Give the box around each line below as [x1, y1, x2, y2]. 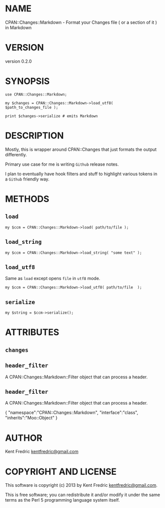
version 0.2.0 [5, 58, 32, 64]
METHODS [5, 193, 49, 204]
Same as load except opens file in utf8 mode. [5, 276, 100, 281]
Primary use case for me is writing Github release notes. [5, 161, 119, 167]
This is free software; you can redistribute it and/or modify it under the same [5, 492, 160, 498]
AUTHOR [5, 432, 43, 443]
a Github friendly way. [5, 176, 50, 182]
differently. [5, 151, 27, 157]
